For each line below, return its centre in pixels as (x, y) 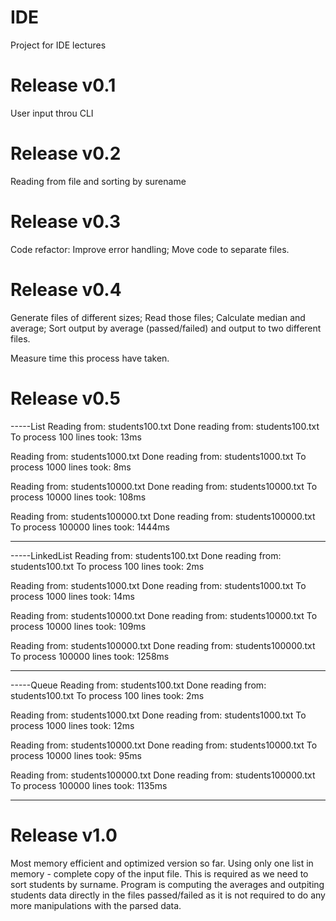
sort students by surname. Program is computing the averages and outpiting (167, 884)
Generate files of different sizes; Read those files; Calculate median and (158, 317)
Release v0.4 (66, 289)
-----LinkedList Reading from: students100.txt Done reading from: (146, 555)
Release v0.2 (66, 153)
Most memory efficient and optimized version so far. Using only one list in (162, 863)
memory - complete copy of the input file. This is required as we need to (159, 873)
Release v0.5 (65, 398)
